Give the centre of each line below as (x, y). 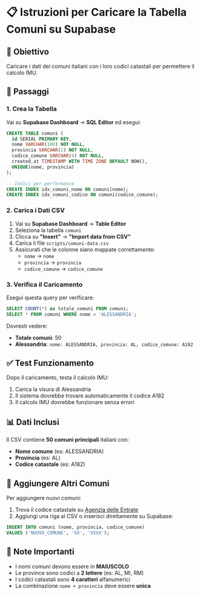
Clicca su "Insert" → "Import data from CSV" (73, 236)
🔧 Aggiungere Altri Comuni (58, 483)
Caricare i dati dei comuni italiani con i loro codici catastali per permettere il (101, 66)
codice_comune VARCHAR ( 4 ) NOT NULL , (58, 156)
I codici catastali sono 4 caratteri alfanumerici (72, 579)
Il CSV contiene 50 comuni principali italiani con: (68, 440)
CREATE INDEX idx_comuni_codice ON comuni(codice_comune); (82, 195)
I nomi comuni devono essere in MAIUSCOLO (72, 566)
